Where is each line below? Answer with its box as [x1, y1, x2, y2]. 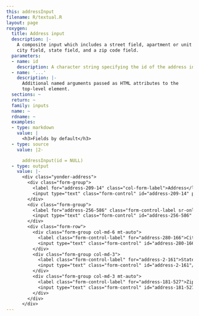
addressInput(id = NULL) [21, 157, 84, 163]
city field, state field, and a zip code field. [17, 48, 139, 53]
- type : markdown [11, 125, 54, 131]
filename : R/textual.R [6, 14, 62, 20]
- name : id [11, 58, 38, 64]
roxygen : [6, 25, 28, 31]
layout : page [6, 20, 38, 26]
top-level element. [21, 86, 70, 92]
